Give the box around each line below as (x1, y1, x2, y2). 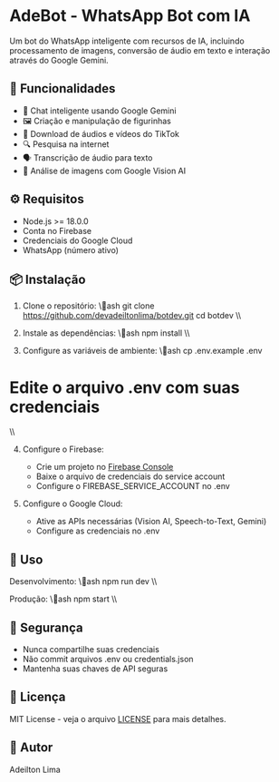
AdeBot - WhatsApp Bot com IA (9, 5, 251, 26)
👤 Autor (9, 740, 53, 756)
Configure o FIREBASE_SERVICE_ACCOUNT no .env (35, 481, 231, 492)
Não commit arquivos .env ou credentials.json (22, 653, 194, 664)
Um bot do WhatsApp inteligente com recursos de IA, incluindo (9, 35, 245, 46)
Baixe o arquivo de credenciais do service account (35, 471, 226, 482)
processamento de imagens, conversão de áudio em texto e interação (9, 44, 271, 55)
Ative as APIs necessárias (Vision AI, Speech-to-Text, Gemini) (35, 516, 267, 527)
